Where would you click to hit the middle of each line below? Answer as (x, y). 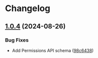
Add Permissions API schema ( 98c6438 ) (53, 50)
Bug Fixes (17, 40)
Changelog (28, 8)
